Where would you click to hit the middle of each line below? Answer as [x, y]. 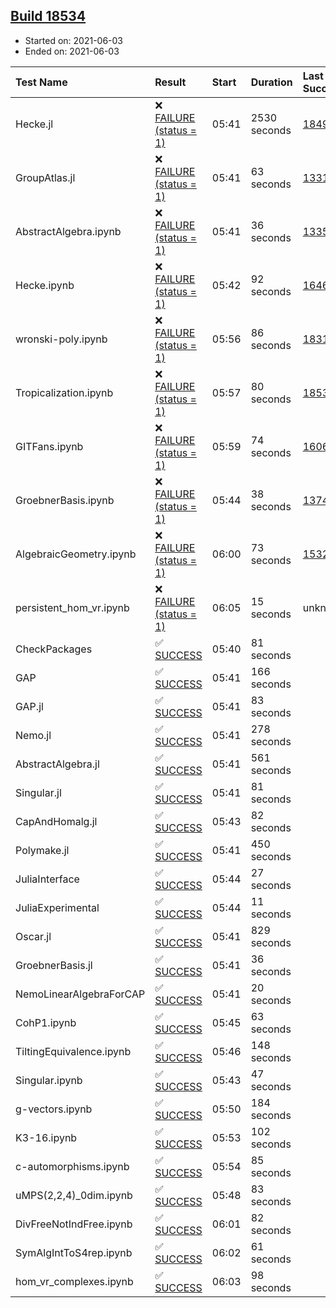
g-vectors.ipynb [54, 1109]
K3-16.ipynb [46, 1137]
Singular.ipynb [49, 1080]
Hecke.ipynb [45, 285]
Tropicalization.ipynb [64, 392]
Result [170, 82]
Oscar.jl [33, 936]
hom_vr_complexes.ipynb [74, 1281]
